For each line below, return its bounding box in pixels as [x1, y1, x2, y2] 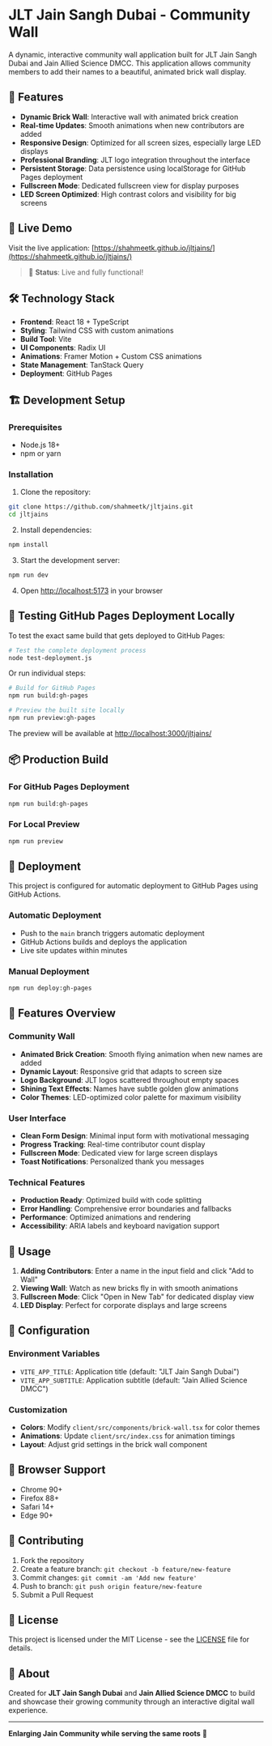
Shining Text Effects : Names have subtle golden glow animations [19, 1084, 239, 1093]
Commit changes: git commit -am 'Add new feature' [19, 1573, 198, 1582]
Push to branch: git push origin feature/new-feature [19, 1581, 202, 1591]
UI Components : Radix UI [19, 343, 106, 353]
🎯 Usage [8, 1245, 51, 1258]
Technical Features [8, 1177, 86, 1188]
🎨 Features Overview [8, 1007, 116, 1020]
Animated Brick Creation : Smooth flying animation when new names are [19, 1049, 263, 1058]
